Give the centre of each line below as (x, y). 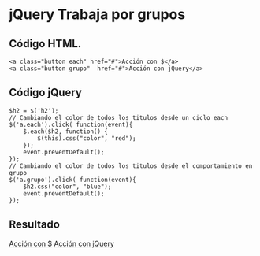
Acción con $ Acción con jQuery (62, 243)
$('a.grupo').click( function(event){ (72, 180)
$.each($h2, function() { (66, 132)
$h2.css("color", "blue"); (67, 187)
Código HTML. (45, 44)
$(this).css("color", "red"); (87, 138)
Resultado (34, 225)
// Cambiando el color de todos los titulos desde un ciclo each (118, 117)
